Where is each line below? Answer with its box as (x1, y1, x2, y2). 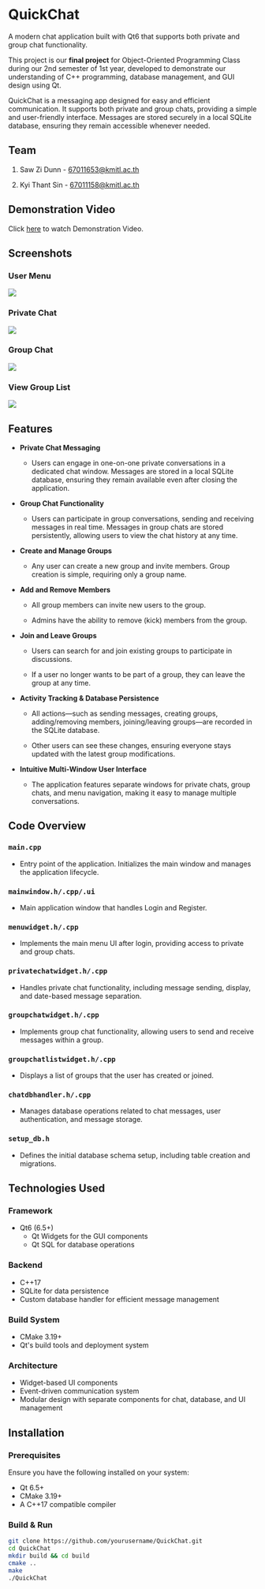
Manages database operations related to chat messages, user (19, 1106, 222, 1116)
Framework (8, 1206, 53, 1217)
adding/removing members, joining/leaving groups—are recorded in (31, 716, 252, 727)
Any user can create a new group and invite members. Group (31, 561, 230, 570)
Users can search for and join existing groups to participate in (31, 645, 233, 656)
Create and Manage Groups (19, 546, 113, 555)
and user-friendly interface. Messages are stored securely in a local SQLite (8, 112, 252, 122)
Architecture (8, 1359, 58, 1370)
